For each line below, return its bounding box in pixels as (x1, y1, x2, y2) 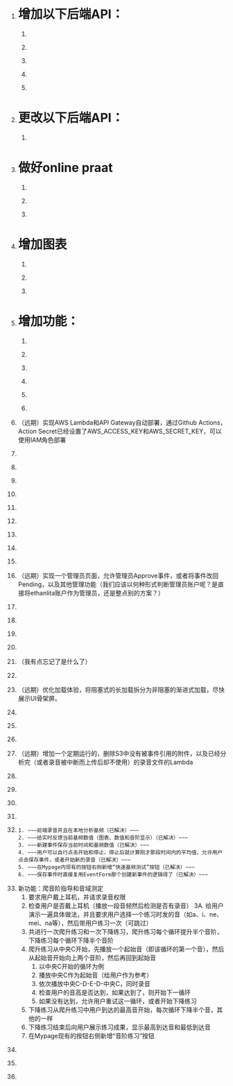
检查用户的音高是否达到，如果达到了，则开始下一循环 (38, 988, 191, 996)
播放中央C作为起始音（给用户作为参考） (38, 971, 153, 979)
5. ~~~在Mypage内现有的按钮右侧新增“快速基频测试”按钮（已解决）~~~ (17, 863, 195, 871)
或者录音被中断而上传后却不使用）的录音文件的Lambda (36, 758, 193, 766)
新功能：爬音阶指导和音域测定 (17, 884, 103, 892)
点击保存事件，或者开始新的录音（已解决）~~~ (17, 856, 131, 863)
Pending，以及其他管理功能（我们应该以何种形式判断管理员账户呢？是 (17, 580, 218, 588)
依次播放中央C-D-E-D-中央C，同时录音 (38, 979, 151, 987)
